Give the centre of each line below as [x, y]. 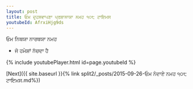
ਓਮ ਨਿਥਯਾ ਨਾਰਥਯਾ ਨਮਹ [32, 39]
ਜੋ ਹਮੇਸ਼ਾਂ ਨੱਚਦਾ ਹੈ [31, 51]
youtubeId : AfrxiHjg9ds [35, 22]
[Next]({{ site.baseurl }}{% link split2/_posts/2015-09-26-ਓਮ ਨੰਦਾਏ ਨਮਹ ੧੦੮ [96, 74]
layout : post [22, 11]
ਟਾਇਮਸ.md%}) [23, 80]
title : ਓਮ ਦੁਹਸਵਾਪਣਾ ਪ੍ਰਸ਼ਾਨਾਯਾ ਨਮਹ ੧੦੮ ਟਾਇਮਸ [58, 17]
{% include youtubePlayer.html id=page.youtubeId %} [71, 63]
